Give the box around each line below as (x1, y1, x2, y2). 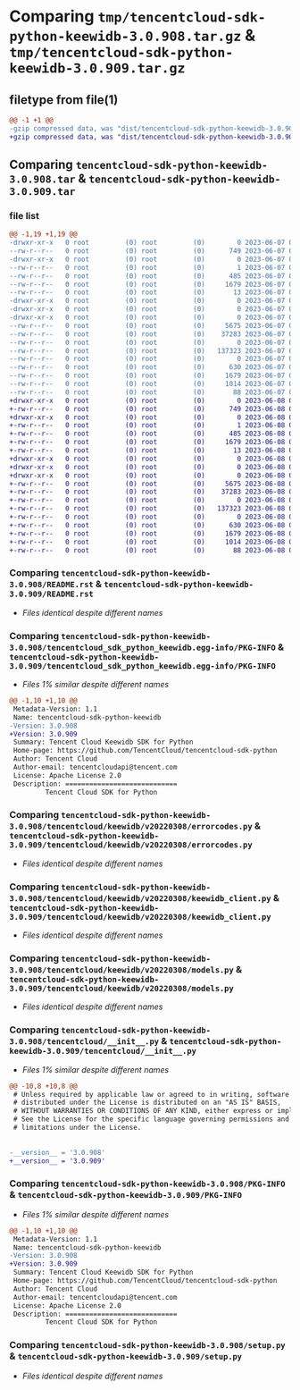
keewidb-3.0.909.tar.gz (9, 60, 186, 77)
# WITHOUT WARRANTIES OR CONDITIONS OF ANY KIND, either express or (12, 1107, 274, 1116)
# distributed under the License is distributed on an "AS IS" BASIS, (12, 1098, 281, 1108)
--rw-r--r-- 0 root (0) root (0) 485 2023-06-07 (9, 271, 286, 281)
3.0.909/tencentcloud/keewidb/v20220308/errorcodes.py (9, 840, 253, 850)
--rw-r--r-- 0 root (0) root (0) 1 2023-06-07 (9, 263, 286, 272)
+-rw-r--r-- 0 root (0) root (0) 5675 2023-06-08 (9, 479, 286, 488)
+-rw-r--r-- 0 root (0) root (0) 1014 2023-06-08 (9, 537, 286, 546)
